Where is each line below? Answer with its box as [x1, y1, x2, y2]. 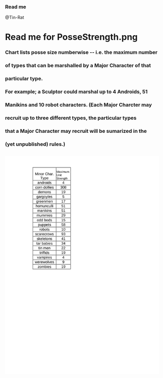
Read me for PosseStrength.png [5, 32, 138, 42]
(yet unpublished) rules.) [5, 141, 65, 147]
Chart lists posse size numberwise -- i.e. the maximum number [5, 49, 158, 56]
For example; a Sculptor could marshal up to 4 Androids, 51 [5, 88, 148, 95]
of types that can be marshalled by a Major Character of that [5, 62, 151, 69]
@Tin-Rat [5, 15, 24, 21]
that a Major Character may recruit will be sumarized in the [5, 127, 147, 134]
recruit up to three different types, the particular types [5, 115, 137, 122]
